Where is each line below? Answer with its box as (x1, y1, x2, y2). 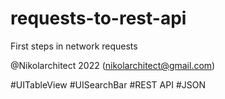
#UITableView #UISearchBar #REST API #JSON (10, 78, 206, 91)
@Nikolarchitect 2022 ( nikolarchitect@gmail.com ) (10, 59, 216, 71)
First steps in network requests (10, 40, 138, 52)
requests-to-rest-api (10, 7, 187, 30)
